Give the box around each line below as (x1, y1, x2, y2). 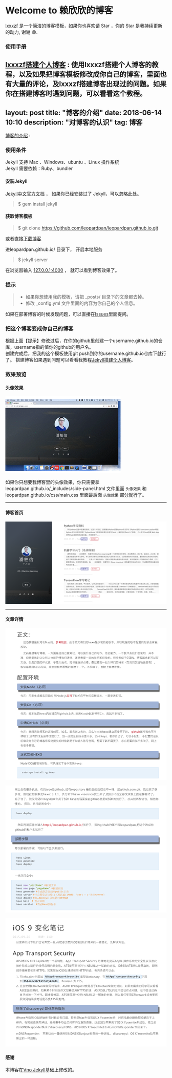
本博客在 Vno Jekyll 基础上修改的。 (5, 1066, 77, 1073)
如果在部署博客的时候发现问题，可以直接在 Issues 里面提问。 (5, 311, 132, 318)
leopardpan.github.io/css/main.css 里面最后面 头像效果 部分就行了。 (5, 492, 147, 498)
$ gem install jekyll (17, 201, 57, 207)
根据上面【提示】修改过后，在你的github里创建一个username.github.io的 (5, 337, 159, 344)
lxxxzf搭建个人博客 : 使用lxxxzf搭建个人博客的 (5, 60, 152, 69)
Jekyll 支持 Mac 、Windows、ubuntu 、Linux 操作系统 (5, 159, 119, 165)
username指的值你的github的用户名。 (14, 344, 94, 350)
